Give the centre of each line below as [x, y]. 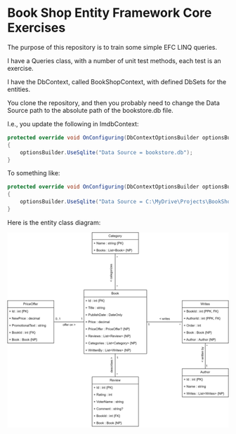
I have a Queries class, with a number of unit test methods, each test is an [114, 60]
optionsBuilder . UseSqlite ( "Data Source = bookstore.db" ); [106, 152]
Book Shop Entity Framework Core [110, 13]
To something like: [34, 173]
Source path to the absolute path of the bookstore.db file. [90, 110]
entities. [19, 89]
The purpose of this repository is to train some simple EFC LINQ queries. [112, 47]
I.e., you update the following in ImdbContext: [73, 123]
